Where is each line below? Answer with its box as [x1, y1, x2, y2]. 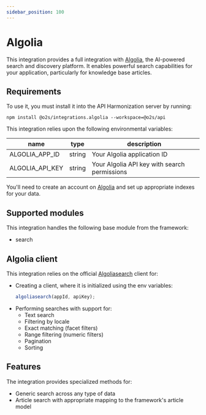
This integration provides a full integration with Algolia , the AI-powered [6, 56, 185, 63]
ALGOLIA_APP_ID [9, 150, 60, 159]
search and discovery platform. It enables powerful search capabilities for [6, 62, 193, 69]
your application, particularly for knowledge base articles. [6, 69, 152, 76]
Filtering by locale [24, 318, 70, 325]
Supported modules [6, 208, 84, 218]
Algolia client [6, 254, 58, 264]
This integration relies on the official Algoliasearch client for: [6, 270, 158, 277]
